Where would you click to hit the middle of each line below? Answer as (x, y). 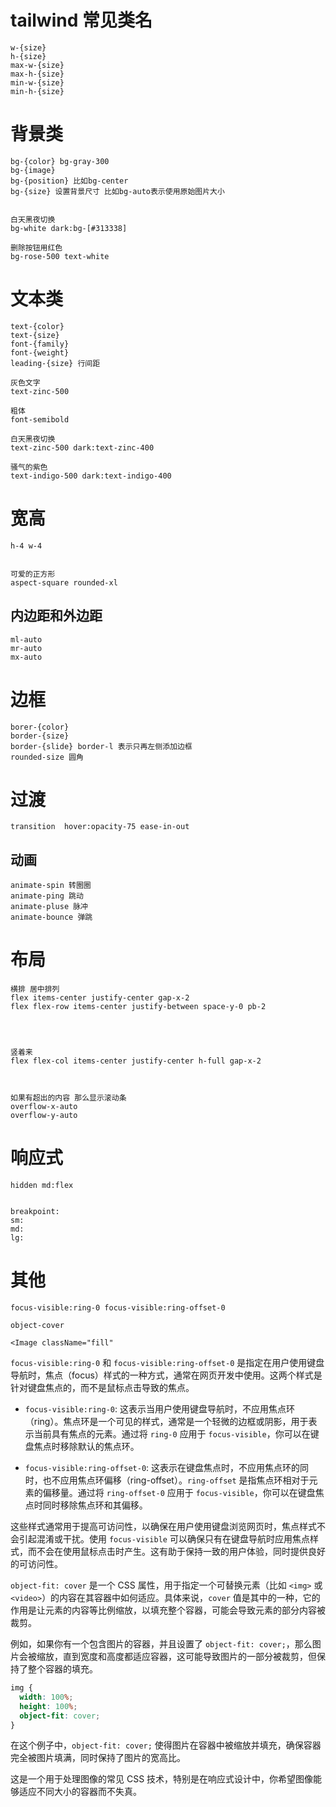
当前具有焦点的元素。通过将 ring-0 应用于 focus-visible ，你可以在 (172, 1434)
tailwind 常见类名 (81, 20)
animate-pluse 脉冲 (49, 907)
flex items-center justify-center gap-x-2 (100, 998)
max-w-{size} (37, 65)
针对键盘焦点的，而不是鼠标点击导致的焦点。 (102, 1388)
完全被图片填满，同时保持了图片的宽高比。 (98, 1758)
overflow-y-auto (44, 1116)
